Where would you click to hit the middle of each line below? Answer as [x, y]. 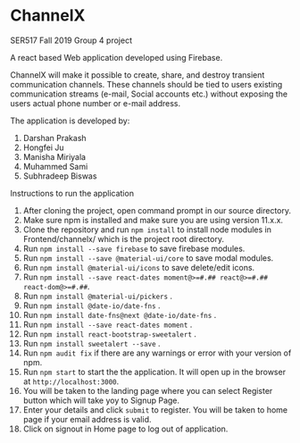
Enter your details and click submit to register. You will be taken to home [155, 410]
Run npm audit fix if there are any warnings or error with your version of [157, 353]
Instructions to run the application [72, 193]
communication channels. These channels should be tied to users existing [146, 84]
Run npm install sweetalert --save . [92, 343]
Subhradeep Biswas [60, 176]
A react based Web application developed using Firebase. [117, 57]
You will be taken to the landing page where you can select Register [148, 390]
